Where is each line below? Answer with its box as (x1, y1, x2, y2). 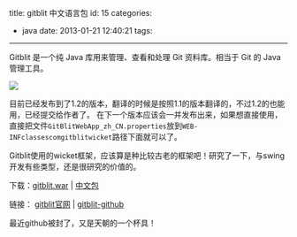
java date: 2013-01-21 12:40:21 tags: (21, 26, 153, 35)
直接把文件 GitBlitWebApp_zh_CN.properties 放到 (9, 120, 183, 131)
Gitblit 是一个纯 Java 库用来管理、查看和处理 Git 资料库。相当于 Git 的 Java (9, 52, 281, 62)
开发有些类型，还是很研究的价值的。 (9, 162, 141, 172)
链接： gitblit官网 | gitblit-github (9, 199, 125, 210)
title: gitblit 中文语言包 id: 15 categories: (9, 8, 153, 18)
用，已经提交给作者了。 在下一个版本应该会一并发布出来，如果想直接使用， (9, 110, 283, 119)
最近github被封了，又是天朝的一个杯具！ (9, 218, 156, 228)
